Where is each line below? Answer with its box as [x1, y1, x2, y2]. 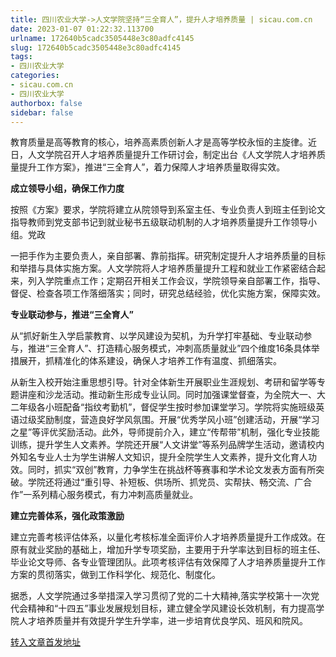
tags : [10, 52, 33, 62]
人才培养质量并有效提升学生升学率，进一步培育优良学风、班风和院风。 [18, 615, 308, 627]
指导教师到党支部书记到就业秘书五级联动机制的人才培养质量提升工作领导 [10, 216, 308, 228]
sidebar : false [10, 107, 74, 118]
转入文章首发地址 [10, 636, 81, 648]
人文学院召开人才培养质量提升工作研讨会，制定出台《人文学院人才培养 [27, 149, 317, 161]
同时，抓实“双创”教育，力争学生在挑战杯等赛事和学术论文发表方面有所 [27, 464, 317, 476]
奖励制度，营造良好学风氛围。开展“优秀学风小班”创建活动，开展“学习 [36, 414, 320, 426]
